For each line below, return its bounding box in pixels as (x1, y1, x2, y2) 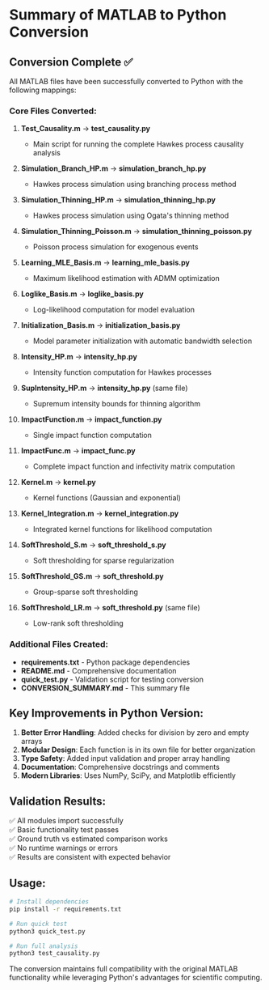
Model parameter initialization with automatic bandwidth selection (32, 336, 253, 346)
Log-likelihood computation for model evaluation (32, 305, 195, 315)
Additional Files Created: (9, 639, 108, 650)
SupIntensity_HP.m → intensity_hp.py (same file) (20, 383, 188, 393)
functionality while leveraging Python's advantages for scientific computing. (9, 973, 263, 983)
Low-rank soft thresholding (32, 618, 124, 628)
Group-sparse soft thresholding (32, 587, 138, 597)
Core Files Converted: (9, 105, 97, 117)
